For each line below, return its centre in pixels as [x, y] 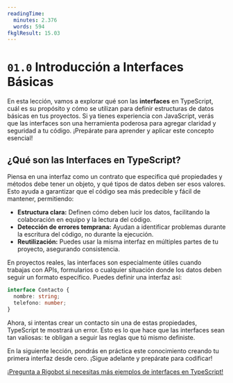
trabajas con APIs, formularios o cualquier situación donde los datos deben [114, 270]
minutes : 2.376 [35, 20]
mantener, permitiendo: [41, 199]
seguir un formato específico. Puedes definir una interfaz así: [95, 277]
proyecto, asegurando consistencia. [68, 249]
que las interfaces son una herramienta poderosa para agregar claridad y [112, 124]
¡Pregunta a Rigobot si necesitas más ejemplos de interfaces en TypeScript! [115, 371]
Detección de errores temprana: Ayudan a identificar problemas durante [121, 227]
